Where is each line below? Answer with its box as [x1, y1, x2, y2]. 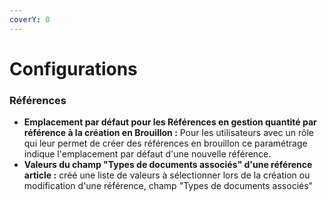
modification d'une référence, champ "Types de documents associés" [23, 180, 314, 192]
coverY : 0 [9, 14, 51, 25]
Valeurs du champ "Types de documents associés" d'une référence [23, 159, 313, 171]
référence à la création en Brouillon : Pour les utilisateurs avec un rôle [23, 127, 314, 139]
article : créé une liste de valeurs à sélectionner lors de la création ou [23, 169, 311, 181]
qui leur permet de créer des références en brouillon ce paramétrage [23, 137, 308, 150]
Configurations [9, 57, 138, 80]
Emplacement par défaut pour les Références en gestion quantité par [23, 116, 317, 128]
